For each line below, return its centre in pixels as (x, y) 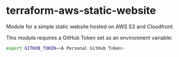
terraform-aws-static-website (81, 11)
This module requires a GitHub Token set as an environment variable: (89, 37)
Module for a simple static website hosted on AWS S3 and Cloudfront (89, 26)
